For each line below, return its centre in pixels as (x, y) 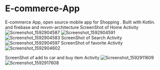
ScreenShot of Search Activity (91, 38)
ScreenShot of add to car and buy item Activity (52, 57)
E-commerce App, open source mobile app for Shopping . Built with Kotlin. (80, 22)
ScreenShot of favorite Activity (92, 43)
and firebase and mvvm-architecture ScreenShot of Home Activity (72, 27)
